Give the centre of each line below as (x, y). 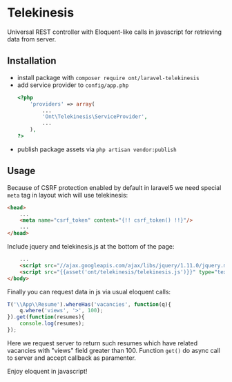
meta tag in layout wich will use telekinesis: (68, 195)
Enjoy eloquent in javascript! (47, 371)
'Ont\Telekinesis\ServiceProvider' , (95, 117)
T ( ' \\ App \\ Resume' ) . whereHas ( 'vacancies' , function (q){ (89, 304)
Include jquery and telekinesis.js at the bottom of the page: (91, 247)
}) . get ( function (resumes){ (46, 317)
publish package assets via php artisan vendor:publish (97, 149)
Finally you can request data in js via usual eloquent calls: (89, 292)
